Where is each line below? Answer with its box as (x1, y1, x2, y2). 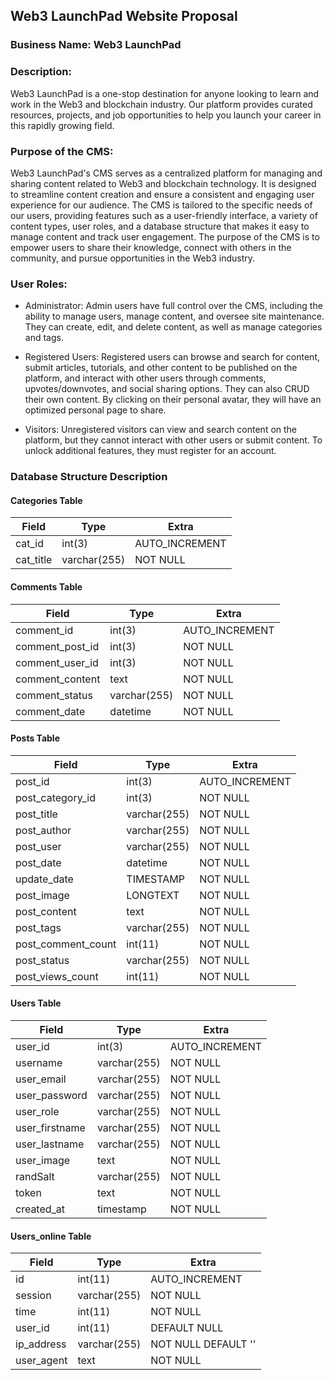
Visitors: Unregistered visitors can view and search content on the (24, 424, 298, 436)
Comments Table (10, 580, 83, 593)
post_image (15, 888, 70, 902)
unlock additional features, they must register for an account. (24, 445, 277, 457)
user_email (15, 1072, 67, 1086)
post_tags (15, 920, 62, 934)
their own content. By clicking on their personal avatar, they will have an (24, 394, 322, 406)
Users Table (10, 997, 62, 1009)
